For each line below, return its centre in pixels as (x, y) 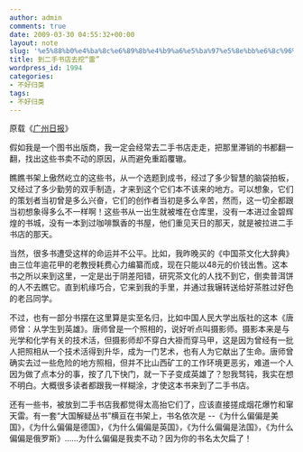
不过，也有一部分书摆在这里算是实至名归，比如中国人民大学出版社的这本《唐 (151, 318)
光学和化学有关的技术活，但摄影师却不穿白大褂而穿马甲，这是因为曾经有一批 (151, 340)
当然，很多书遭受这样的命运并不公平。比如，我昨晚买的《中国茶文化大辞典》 (151, 254)
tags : (19, 93)
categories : (32, 77)
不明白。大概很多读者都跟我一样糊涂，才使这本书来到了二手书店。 (132, 385)
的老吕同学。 (33, 299)
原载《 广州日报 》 (41, 128)
